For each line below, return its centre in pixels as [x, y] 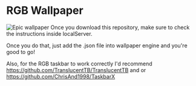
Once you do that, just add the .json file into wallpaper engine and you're [97, 45]
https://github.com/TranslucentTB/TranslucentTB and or [76, 70]
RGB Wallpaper [45, 11]
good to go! [21, 51]
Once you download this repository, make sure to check [120, 27]
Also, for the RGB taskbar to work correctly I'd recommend [79, 64]
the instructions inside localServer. [49, 33]
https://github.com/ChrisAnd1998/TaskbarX [61, 76]
